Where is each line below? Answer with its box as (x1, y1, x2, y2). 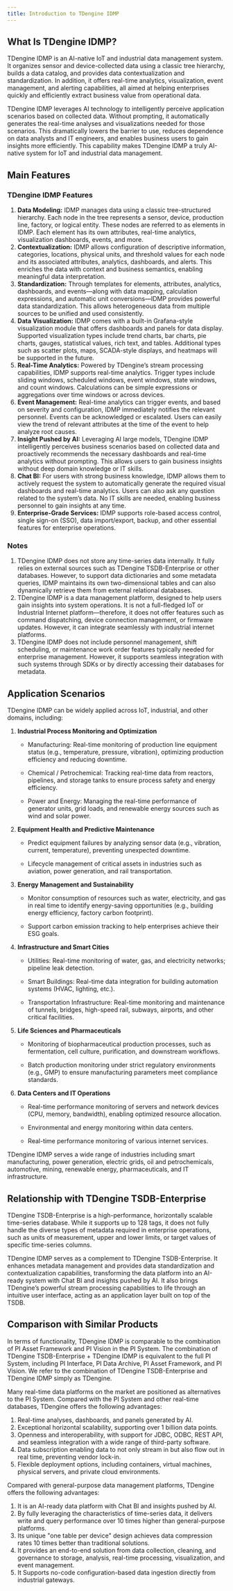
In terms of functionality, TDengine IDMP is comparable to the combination (7, 1336, 221, 1346)
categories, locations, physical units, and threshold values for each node (17, 250, 225, 259)
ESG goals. (27, 930, 60, 938)
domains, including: (7, 713, 64, 722)
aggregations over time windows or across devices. (17, 391, 165, 399)
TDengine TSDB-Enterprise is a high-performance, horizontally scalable (7, 1211, 213, 1220)
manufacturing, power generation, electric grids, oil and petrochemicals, (7, 1158, 214, 1166)
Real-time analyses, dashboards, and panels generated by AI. (17, 1416, 193, 1424)
